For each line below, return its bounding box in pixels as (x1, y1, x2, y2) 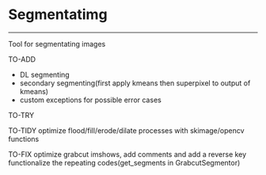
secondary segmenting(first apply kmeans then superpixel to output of (19, 78, 251, 88)
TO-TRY (8, 110, 34, 120)
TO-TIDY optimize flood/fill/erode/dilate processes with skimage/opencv (8, 125, 245, 135)
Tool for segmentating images (8, 39, 106, 48)
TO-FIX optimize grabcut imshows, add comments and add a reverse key (8, 149, 247, 159)
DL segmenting (19, 70, 70, 79)
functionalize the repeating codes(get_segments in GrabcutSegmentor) (8, 158, 241, 167)
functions (8, 134, 40, 143)
